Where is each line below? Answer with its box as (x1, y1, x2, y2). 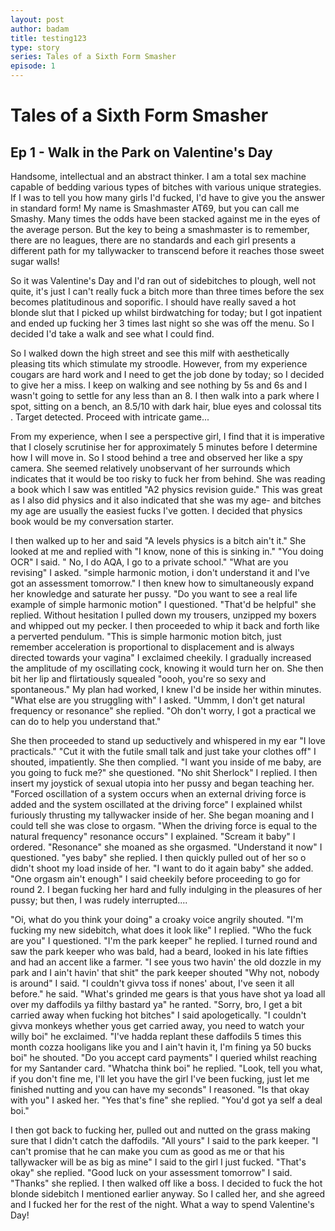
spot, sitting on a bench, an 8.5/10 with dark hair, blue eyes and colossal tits (10, 401, 322, 412)
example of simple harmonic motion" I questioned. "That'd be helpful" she (10, 599, 317, 610)
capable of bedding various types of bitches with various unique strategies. (10, 181, 322, 193)
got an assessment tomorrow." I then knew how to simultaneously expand (10, 577, 315, 589)
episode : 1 (10, 61, 56, 71)
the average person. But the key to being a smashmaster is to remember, (10, 224, 310, 235)
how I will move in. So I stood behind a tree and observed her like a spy (10, 452, 303, 463)
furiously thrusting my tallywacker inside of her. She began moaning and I (10, 809, 314, 821)
